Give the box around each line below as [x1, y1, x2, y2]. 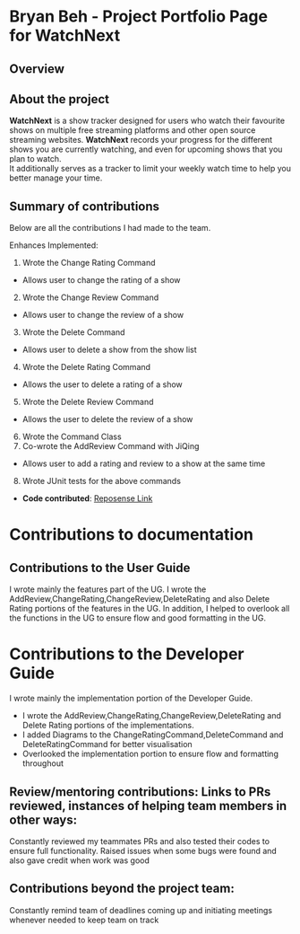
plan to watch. [9, 154, 62, 164]
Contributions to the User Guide [9, 560, 191, 576]
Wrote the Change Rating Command [21, 258, 156, 269]
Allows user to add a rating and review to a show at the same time [21, 458, 266, 469]
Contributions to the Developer [9, 644, 244, 665]
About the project [9, 92, 110, 107]
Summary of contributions [9, 198, 159, 214]
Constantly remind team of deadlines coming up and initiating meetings [9, 904, 273, 915]
